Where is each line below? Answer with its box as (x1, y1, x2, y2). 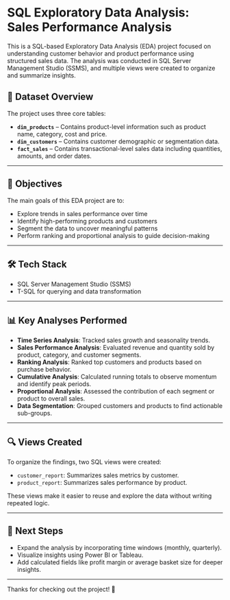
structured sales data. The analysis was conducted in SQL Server (7, 56, 192, 64)
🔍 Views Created (7, 436, 83, 448)
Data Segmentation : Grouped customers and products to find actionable (16, 402, 223, 410)
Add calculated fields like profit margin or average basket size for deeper (16, 557, 223, 566)
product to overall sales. (16, 394, 86, 403)
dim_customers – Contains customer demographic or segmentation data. (16, 137, 220, 145)
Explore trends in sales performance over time (16, 209, 148, 217)
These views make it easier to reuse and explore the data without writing (7, 492, 212, 500)
